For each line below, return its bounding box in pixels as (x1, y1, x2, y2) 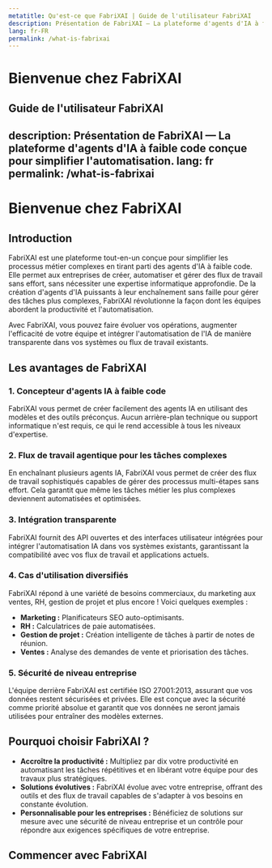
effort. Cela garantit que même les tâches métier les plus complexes (8, 485, 236, 495)
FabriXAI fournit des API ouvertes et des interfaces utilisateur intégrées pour (8, 532, 263, 542)
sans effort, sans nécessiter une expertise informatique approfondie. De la (8, 279, 257, 288)
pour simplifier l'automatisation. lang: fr (8, 155, 215, 168)
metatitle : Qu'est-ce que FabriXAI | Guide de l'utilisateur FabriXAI (8, 11, 252, 20)
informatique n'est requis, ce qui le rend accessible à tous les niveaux (8, 420, 241, 430)
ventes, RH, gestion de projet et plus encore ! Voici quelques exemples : (8, 597, 249, 606)
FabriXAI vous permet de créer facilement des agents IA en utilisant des (8, 403, 249, 413)
